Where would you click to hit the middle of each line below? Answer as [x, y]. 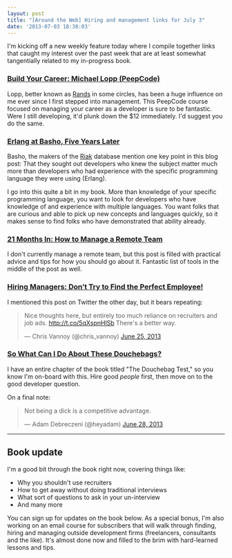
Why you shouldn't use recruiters [65, 483]
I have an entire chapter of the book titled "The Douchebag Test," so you [110, 369]
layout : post [26, 13]
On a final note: [29, 397]
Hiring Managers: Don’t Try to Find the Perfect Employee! [105, 287]
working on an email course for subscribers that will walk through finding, [112, 525]
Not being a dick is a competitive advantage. [87, 411]
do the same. [26, 123]
